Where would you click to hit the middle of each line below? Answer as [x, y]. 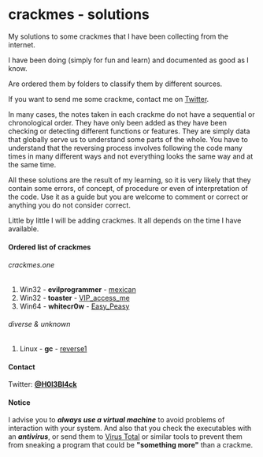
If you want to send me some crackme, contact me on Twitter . [109, 99]
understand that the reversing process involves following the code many [125, 148]
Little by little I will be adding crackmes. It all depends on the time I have [125, 220]
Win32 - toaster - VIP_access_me [74, 298]
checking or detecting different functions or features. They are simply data [129, 131]
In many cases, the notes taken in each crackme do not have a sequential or [132, 114]
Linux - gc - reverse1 [53, 348]
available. [24, 228]
